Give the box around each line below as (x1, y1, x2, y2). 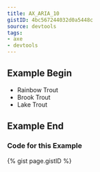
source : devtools (7, 23, 57, 30)
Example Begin (7, 67, 73, 79)
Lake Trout (16, 100, 48, 109)
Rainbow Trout (16, 85, 58, 94)
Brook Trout (16, 93, 51, 101)
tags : (7, 29, 23, 36)
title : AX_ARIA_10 (7, 10, 60, 17)
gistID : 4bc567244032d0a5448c (7, 17, 94, 23)
